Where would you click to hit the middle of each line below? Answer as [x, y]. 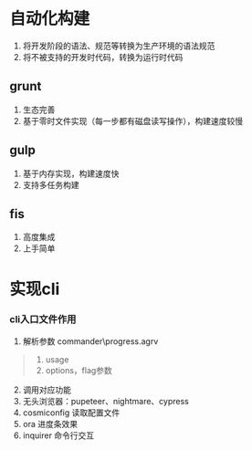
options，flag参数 [79, 370]
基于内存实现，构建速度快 [71, 173]
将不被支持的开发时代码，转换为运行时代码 [103, 57]
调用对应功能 [47, 390]
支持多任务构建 [51, 184]
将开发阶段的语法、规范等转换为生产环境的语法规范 [119, 46]
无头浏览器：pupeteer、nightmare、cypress [105, 401]
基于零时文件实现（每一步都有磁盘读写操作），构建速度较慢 [133, 120]
